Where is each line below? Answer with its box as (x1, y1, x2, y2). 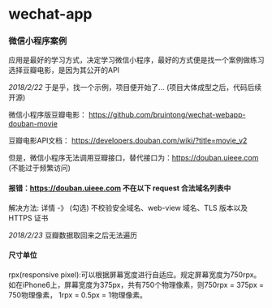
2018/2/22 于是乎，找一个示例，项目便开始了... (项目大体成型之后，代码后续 (8, 83, 262, 92)
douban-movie (8, 119, 58, 129)
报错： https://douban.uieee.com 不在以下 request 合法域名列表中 (8, 183, 231, 193)
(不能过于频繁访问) (8, 163, 71, 173)
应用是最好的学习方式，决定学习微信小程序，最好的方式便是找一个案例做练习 (8, 55, 265, 65)
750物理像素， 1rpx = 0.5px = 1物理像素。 (8, 289, 148, 300)
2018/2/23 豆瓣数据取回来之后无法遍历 (8, 230, 138, 240)
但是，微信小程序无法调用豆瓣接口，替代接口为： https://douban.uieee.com (8, 153, 259, 163)
